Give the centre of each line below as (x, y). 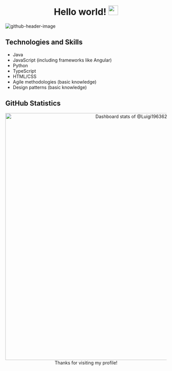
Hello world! (80, 12)
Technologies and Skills (44, 42)
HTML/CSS (25, 76)
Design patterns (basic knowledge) (50, 87)
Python (20, 65)
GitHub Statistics (33, 103)
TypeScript (24, 71)
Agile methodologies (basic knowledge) (55, 81)
